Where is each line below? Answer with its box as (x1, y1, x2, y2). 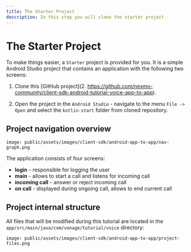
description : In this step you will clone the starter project (6, 14, 165, 20)
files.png (6, 241, 31, 247)
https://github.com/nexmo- (87, 83, 153, 90)
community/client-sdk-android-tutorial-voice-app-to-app (14, 89, 153, 96)
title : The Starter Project (6, 8, 75, 15)
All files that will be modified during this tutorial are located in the (6, 218, 163, 225)
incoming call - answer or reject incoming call (14, 179, 127, 186)
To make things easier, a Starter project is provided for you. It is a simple (6, 59, 183, 66)
